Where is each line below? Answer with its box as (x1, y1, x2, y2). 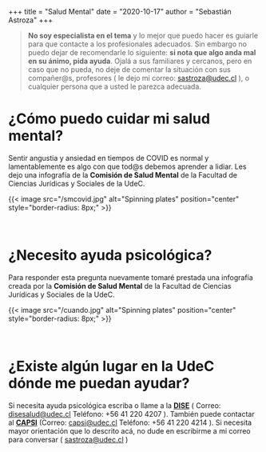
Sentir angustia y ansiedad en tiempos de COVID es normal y (8, 153, 209, 162)
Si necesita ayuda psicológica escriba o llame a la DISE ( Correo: (8, 400, 221, 410)
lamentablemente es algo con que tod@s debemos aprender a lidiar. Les (8, 162, 247, 171)
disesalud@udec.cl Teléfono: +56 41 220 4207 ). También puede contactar (8, 409, 255, 418)
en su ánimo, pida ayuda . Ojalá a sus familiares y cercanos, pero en (27, 56, 252, 66)
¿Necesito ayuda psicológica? (8, 246, 212, 265)
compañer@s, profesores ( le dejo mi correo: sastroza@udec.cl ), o (27, 74, 250, 82)
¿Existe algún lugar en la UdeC (8, 358, 215, 375)
